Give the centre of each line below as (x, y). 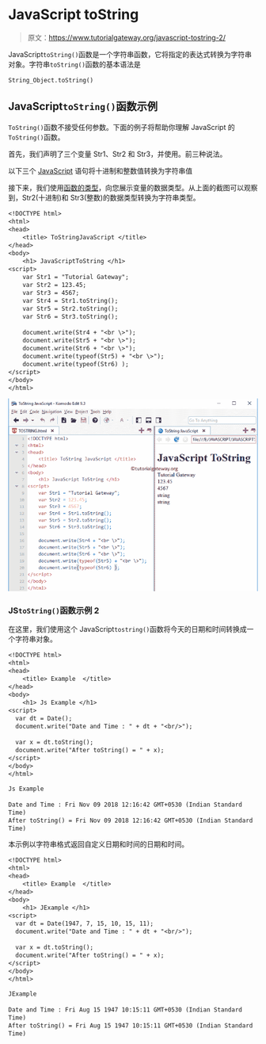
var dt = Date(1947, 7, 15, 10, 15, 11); (85, 924)
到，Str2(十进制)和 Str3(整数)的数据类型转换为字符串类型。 (104, 197)
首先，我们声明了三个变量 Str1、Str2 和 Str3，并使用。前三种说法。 (118, 154)
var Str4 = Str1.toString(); (70, 300)
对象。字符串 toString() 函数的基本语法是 (74, 64)
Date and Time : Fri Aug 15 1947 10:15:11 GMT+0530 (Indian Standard (125, 1010)
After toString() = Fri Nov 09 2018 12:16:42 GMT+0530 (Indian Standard (131, 820)
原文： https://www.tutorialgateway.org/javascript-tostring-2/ (126, 37)
